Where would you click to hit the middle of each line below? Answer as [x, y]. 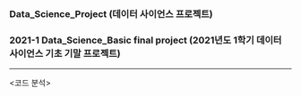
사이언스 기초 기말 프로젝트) [65, 53]
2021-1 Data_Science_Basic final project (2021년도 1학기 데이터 [146, 40]
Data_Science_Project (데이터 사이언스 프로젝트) [111, 13]
